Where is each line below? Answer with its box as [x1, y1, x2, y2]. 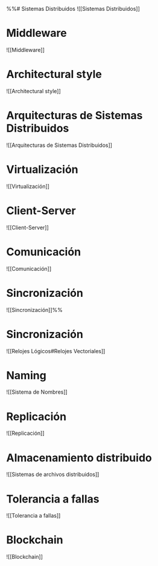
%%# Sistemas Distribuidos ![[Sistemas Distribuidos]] [6, 5, 141, 12]
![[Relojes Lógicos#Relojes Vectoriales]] [6, 347, 106, 354]
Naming [6, 368, 46, 382]
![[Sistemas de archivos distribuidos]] [6, 471, 100, 478]
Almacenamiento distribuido [6, 451, 152, 464]
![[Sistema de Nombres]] [6, 388, 68, 395]
